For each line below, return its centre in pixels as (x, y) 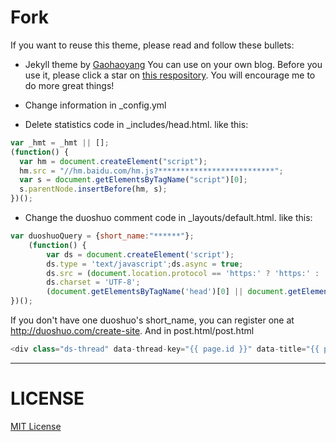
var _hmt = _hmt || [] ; (60, 142)
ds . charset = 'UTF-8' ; (93, 282)
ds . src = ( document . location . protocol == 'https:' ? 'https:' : (183, 273)
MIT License (36, 426)
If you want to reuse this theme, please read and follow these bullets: (152, 45)
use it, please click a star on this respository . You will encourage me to (170, 75)
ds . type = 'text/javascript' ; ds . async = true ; (145, 264)
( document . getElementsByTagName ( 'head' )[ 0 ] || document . (167, 292)
